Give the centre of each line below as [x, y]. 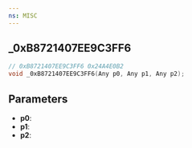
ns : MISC [23, 16]
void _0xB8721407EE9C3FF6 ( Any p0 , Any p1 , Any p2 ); [96, 74]
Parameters [38, 99]
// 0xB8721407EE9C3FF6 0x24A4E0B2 [66, 66]
